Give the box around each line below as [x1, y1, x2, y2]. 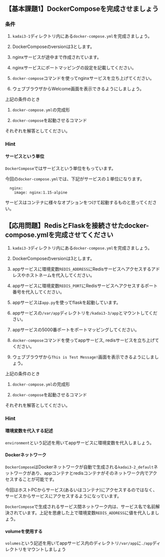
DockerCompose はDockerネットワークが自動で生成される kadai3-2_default [5, 464, 154, 470]
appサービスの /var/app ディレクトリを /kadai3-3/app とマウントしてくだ [12, 310, 158, 316]
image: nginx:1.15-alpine [14, 190, 68, 195]
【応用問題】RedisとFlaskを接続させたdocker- [5, 222, 150, 230]
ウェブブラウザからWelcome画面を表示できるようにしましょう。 [12, 86, 145, 92]
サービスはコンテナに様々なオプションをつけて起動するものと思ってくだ [5, 199, 153, 205]
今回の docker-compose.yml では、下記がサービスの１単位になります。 [5, 175, 145, 182]
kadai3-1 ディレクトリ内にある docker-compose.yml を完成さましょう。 [12, 33, 153, 39]
